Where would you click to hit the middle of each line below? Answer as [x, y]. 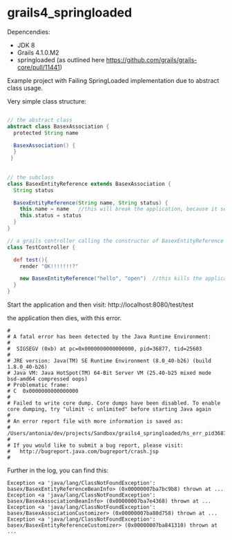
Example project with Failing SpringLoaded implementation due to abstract [113, 80]
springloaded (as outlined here [61, 59]
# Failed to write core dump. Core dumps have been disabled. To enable [114, 403]
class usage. [25, 88]
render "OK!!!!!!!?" [49, 266]
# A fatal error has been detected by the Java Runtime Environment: [109, 337]
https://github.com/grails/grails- [152, 59]
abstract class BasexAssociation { [58, 126]
